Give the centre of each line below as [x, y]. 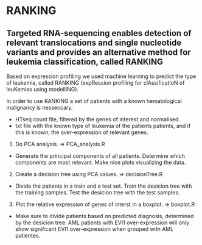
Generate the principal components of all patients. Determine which [100, 156]
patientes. [28, 236]
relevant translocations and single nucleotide [94, 42]
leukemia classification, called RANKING [85, 62]
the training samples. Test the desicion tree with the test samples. [97, 192]
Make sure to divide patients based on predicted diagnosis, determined [104, 216]
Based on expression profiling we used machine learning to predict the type [101, 76]
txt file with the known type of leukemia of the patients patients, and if [103, 126]
